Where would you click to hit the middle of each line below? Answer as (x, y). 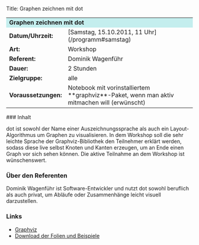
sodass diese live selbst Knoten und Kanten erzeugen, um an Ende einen (95, 147)
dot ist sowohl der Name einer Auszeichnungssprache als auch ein (88, 129)
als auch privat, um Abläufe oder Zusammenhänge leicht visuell (84, 195)
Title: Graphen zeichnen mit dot (45, 9)
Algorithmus (21, 135)
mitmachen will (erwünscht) (107, 102)
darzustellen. (22, 201)
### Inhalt (19, 117)
